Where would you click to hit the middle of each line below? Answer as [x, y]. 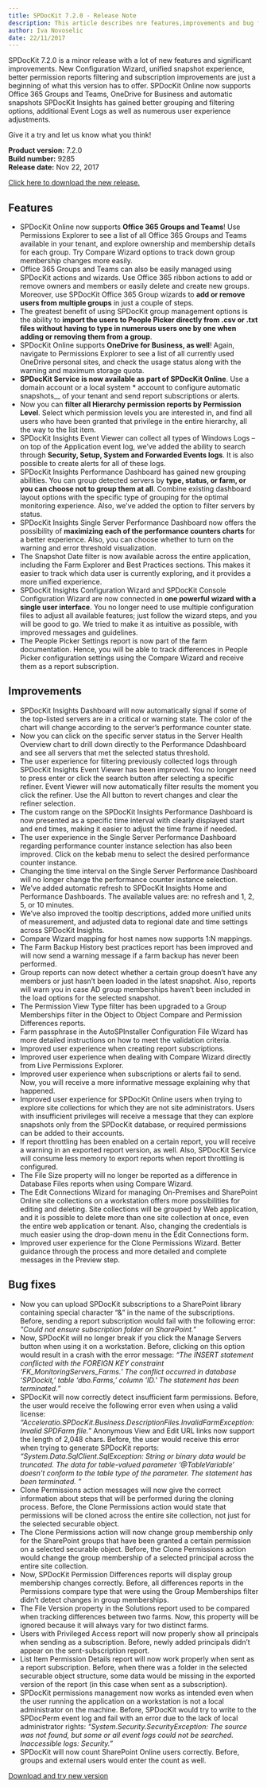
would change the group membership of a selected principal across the [137, 1557]
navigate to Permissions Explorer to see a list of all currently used [127, 354]
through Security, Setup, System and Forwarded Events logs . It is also [137, 455]
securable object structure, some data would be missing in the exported [137, 1676]
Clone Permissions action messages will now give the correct [120, 1490]
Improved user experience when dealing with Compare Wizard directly [135, 1057]
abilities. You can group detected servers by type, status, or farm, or [133, 480]
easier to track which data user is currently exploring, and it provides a [135, 573]
